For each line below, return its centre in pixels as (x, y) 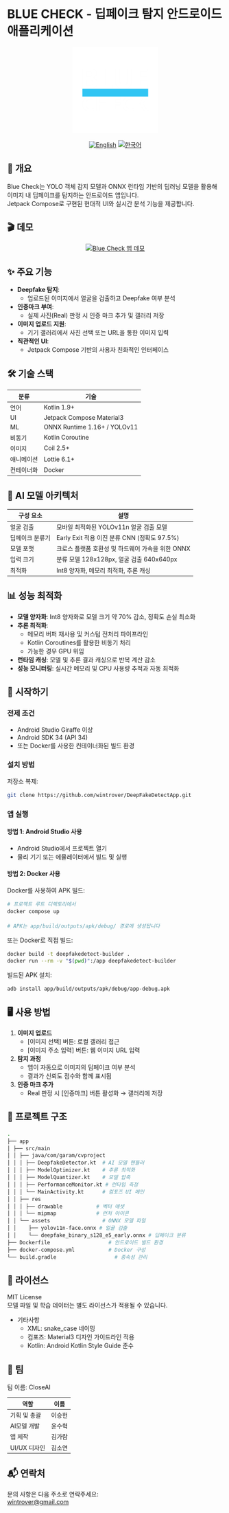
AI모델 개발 (25, 1426)
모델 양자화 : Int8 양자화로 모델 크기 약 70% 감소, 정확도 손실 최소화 (106, 616)
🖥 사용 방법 (29, 1012)
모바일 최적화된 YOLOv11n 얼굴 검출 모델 (112, 527)
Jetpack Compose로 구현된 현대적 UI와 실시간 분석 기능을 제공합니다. (101, 203)
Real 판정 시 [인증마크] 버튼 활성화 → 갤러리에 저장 (95, 1092)
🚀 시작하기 (28, 692)
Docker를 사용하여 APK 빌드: (46, 890)
